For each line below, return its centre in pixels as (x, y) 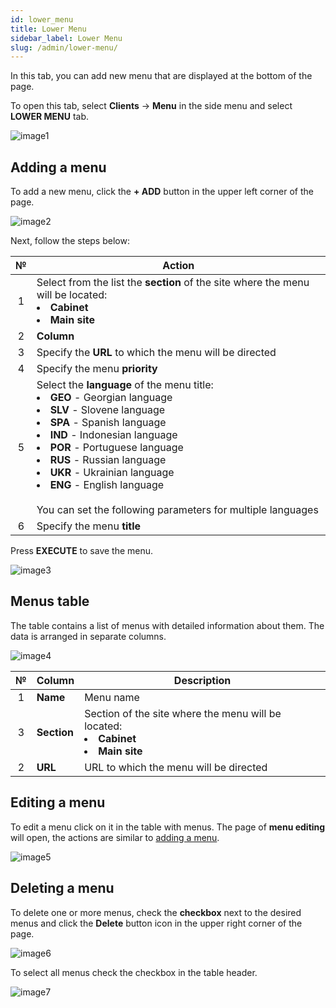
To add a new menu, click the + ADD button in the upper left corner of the (162, 192)
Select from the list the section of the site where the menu (173, 283)
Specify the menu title (89, 526)
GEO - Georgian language (111, 398)
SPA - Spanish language (108, 423)
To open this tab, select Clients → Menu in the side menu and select (151, 106)
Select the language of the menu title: (125, 385)
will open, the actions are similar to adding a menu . (115, 837)
